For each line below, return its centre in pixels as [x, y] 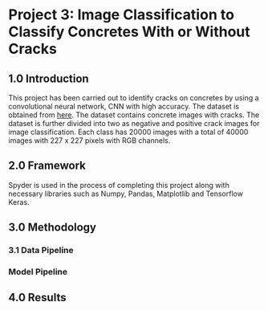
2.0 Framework [47, 166]
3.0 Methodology [53, 228]
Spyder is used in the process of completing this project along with [119, 185]
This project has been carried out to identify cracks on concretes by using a [134, 98]
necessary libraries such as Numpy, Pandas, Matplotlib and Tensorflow [126, 194]
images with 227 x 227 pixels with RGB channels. [89, 141]
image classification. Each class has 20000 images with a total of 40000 [128, 132]
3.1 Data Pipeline [41, 251]
